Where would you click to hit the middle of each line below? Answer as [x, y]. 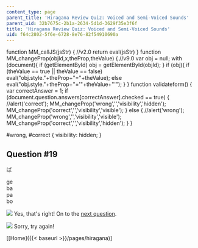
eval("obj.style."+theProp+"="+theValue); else [64, 78]
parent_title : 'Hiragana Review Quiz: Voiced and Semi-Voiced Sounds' [98, 18]
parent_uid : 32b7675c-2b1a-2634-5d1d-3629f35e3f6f [72, 23]
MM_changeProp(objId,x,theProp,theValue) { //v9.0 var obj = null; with [94, 58]
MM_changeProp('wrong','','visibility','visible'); [64, 117]
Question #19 [32, 154]
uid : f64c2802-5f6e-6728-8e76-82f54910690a [62, 35]
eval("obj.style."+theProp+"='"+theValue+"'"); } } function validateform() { [99, 84]
